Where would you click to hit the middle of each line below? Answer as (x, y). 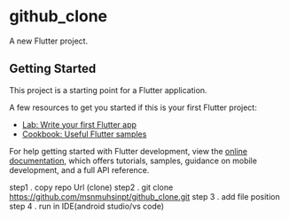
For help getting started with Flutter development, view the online (129, 151)
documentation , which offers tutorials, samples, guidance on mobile (133, 161)
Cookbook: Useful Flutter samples (84, 134)
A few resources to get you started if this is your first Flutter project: (133, 107)
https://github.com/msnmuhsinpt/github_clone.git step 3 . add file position (145, 196)
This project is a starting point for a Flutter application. (108, 90)
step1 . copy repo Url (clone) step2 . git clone (91, 187)
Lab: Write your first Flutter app (79, 124)
